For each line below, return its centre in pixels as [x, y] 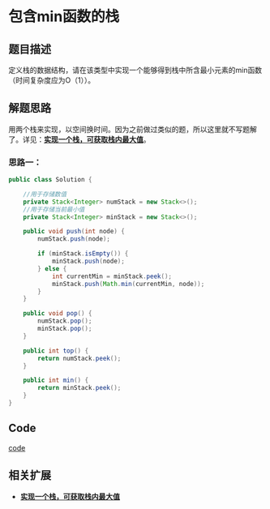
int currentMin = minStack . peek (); [112, 276]
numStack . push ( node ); [74, 239]
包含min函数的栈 [64, 17]
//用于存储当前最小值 [54, 209]
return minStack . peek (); [79, 388]
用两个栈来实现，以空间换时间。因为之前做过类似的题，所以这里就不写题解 [133, 129]
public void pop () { [58, 314]
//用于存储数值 [45, 194]
